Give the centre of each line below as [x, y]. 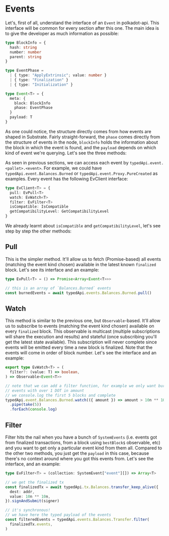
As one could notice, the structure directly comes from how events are [78, 131]
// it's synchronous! [28, 510]
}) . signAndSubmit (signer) [32, 501]
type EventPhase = [24, 71]
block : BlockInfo [32, 103]
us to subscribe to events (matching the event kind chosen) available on [80, 326]
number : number [26, 52]
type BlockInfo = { [26, 43]
